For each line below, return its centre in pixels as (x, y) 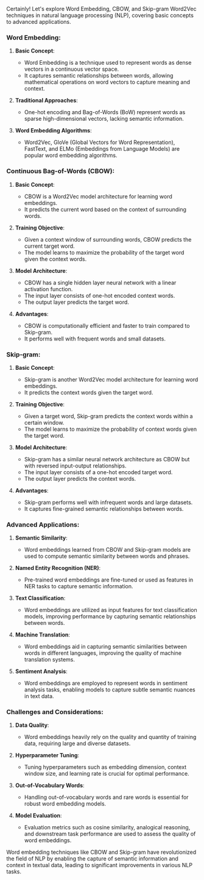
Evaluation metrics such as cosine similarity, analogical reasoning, (107, 828)
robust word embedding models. (65, 804)
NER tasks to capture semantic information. (79, 586)
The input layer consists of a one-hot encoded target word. (98, 472)
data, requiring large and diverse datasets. (77, 743)
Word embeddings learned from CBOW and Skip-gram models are (107, 550)
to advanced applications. (39, 22)
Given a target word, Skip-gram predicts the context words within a (108, 416)
